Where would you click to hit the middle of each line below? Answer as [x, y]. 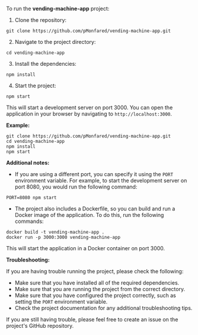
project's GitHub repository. [40, 326]
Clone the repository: [41, 20]
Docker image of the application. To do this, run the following [89, 215]
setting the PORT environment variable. [61, 301]
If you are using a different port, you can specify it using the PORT [94, 174]
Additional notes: [28, 163]
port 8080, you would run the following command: [76, 187]
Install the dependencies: [46, 64]
